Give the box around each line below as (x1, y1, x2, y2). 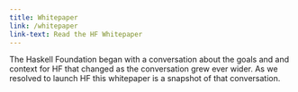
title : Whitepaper (9, 13, 78, 22)
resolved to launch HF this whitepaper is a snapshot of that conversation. (9, 73, 281, 84)
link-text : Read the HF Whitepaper (9, 29, 143, 38)
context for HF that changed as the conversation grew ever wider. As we (9, 63, 278, 74)
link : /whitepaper (9, 21, 78, 30)
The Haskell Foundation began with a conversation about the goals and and (9, 54, 290, 65)
